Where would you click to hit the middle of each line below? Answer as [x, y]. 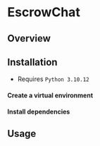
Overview [29, 38]
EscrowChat [44, 12]
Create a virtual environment [50, 95]
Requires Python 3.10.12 [53, 79]
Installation [32, 62]
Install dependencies [39, 111]
